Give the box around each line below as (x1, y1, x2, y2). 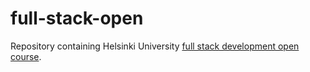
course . (10, 50, 42, 62)
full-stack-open (10, 7, 144, 30)
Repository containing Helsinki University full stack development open (10, 40, 300, 52)
